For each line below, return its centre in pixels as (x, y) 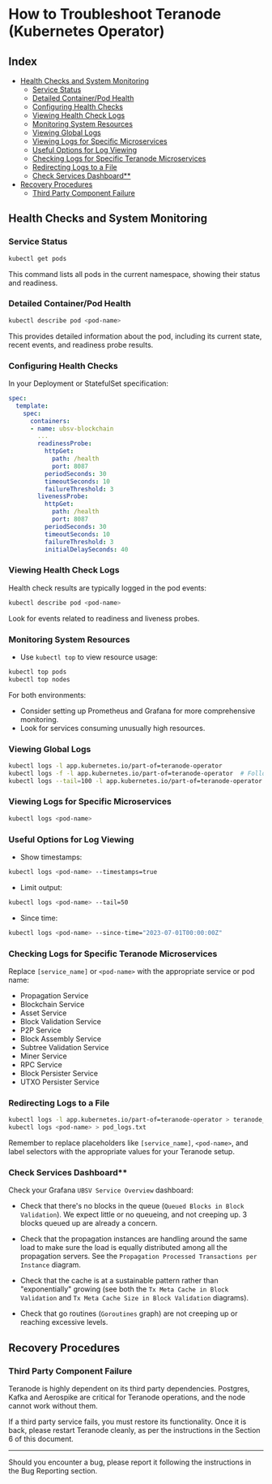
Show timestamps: (51, 857)
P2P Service (41, 1030)
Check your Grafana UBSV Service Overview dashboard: (101, 1190)
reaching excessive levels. (64, 1322)
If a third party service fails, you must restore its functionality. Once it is (127, 1421)
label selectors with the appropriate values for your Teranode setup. (121, 1151)
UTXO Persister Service (59, 1082)
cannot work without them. (53, 1405)
